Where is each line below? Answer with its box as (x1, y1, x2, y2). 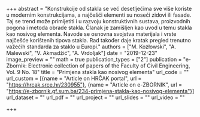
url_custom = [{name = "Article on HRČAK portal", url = (6, 75, 142, 82)
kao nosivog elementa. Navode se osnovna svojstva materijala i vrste (6, 30, 177, 38)
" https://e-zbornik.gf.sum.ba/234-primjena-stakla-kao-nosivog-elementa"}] (6, 88, 195, 94)
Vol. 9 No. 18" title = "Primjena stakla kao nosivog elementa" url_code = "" (6, 69, 189, 75)
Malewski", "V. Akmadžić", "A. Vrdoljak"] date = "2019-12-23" (6, 50, 157, 56)
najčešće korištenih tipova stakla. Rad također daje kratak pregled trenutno (6, 37, 192, 44)
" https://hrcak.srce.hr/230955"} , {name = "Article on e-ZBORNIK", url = (6, 81, 183, 88)
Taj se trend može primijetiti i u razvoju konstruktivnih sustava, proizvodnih (6, 18, 190, 24)
